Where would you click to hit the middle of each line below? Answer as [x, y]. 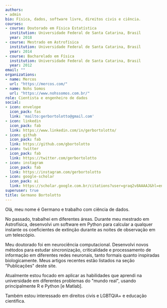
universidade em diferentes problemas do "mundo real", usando [71, 281]
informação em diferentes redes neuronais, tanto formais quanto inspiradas [83, 255]
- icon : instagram [24, 162]
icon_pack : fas [25, 112]
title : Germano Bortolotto [33, 195]
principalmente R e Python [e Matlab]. [44, 286]
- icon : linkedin [23, 121]
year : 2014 [21, 51]
